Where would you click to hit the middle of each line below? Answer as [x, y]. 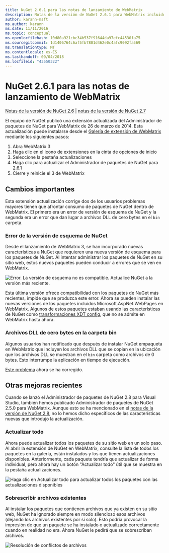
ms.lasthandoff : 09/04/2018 [35, 57]
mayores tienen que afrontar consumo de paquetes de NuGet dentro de [80, 206]
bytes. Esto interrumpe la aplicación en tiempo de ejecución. [68, 360]
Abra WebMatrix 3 [31, 147]
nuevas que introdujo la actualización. [45, 419]
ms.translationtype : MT [30, 47]
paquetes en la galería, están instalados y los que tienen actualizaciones [80, 453]
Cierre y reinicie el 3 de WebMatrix [48, 173]
